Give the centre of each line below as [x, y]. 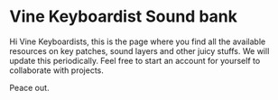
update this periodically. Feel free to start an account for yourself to [135, 60]
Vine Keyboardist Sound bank [123, 17]
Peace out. [29, 87]
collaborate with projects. [56, 70]
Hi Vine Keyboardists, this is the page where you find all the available [138, 41]
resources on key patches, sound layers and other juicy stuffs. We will [139, 50]
